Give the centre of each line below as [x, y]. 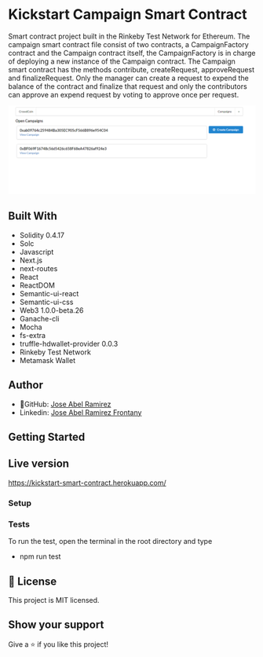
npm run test [40, 556]
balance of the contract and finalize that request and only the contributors [128, 86]
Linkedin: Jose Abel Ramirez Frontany [80, 412]
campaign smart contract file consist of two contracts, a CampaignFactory [128, 44]
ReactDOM [37, 285]
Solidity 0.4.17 [42, 235]
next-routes [38, 268]
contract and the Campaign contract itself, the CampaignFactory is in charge [132, 53]
